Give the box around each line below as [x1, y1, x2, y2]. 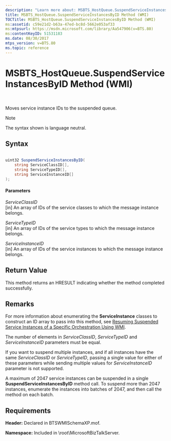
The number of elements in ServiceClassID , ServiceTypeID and [5, 334, 137, 340]
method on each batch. [5, 392, 54, 398]
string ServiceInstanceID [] [14, 172, 74, 177]
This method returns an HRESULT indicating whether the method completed [5, 279, 164, 286]
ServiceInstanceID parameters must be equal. [5, 340, 102, 346]
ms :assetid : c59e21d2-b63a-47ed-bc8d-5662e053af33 [5, 21, 115, 27]
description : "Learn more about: [5, 7, 76, 13]
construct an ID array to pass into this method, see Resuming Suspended [5, 319, 159, 325]
